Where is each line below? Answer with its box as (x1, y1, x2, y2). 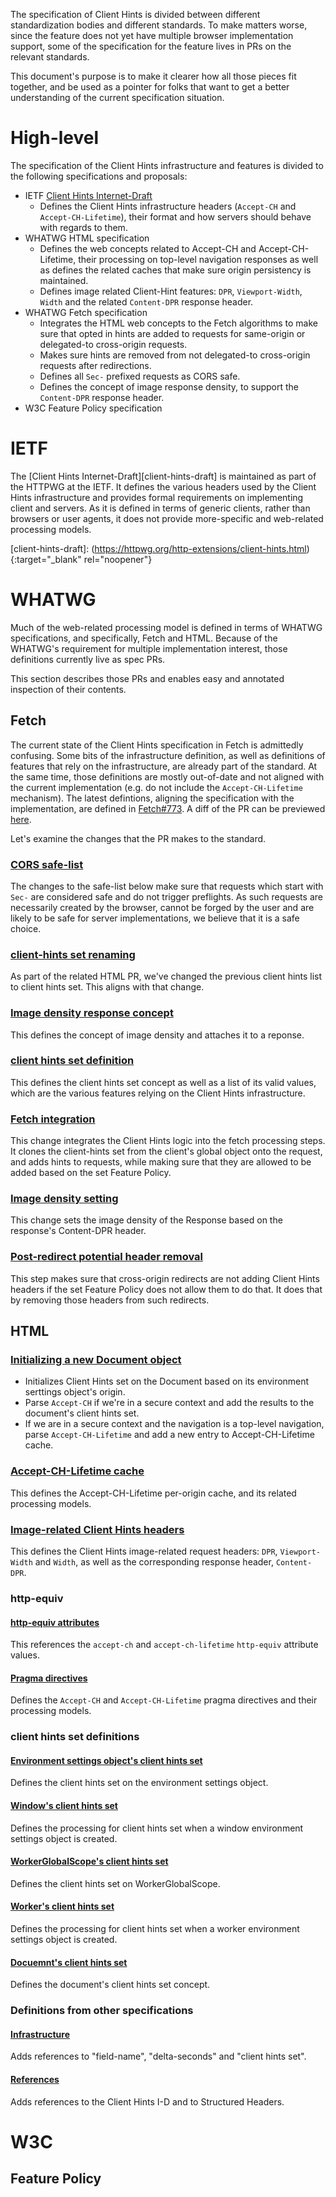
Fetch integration (10, 1112, 96, 1126)
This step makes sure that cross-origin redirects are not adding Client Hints (10, 1272, 320, 1284)
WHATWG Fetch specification (24, 306, 148, 318)
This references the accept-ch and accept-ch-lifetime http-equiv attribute (10, 1639, 319, 1651)
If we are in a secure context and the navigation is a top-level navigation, (24, 1418, 325, 1430)
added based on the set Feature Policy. (10, 1167, 172, 1179)
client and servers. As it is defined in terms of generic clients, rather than (10, 502, 311, 514)
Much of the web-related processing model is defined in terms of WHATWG (10, 621, 323, 633)
